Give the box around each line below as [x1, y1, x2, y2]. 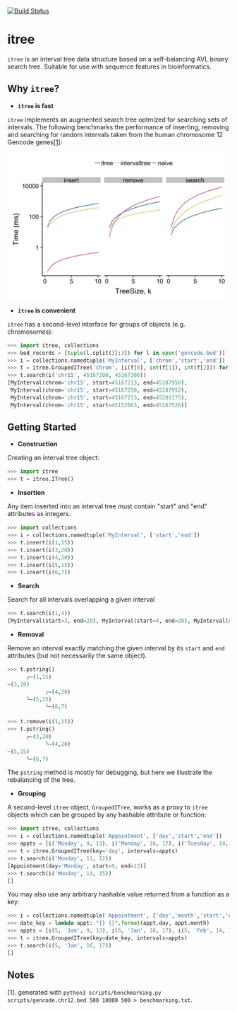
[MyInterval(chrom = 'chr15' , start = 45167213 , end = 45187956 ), [7, 379, 188, 387]
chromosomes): [7, 327, 54, 336]
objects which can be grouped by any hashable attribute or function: [7, 810, 207, 819]
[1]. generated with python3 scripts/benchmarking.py [7, 988, 162, 996]
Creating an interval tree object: [7, 453, 100, 462]
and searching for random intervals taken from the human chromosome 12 [7, 130, 224, 139]
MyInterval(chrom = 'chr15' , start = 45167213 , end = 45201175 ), [10, 394, 188, 401]
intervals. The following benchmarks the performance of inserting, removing [7, 122, 229, 131]
